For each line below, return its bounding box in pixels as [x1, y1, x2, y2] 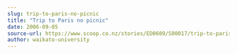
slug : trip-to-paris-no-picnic [7, 10, 99, 18]
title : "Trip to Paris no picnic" [7, 17, 109, 24]
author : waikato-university [7, 36, 90, 43]
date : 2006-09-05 [7, 23, 59, 30]
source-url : [7, 29, 42, 37]
